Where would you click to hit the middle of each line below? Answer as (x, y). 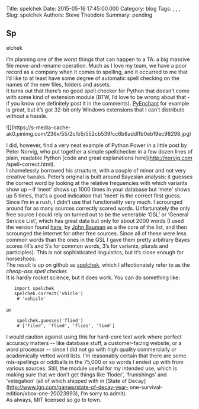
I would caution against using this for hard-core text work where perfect (94, 337)
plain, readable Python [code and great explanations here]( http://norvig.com (99, 158)
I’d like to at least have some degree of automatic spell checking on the (93, 78)
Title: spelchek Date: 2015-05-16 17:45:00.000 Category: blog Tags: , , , (93, 9)
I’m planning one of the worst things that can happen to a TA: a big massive (98, 59)
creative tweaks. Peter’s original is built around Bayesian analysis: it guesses (99, 177)
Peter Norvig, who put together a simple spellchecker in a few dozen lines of (99, 151)
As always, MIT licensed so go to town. (54, 400)
